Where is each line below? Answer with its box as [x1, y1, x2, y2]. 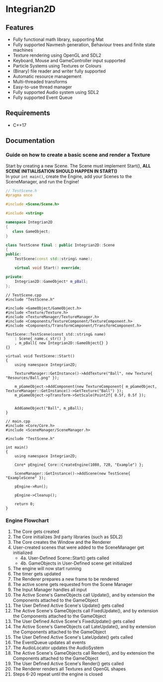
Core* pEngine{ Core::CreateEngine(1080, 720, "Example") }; [14, 462, 144, 467]
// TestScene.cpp [5, 292, 42, 298]
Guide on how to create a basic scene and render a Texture [5, 152, 151, 159]
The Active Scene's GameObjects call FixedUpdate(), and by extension [12, 607, 159, 613]
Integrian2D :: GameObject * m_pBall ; [14, 279, 88, 284]
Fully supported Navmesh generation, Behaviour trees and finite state [12, 42, 156, 48]
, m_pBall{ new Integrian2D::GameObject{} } [14, 341, 108, 345]
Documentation [5, 137, 55, 145]
